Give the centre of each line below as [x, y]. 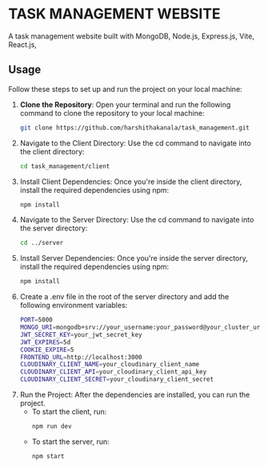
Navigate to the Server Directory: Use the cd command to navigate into [137, 220]
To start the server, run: [70, 442]
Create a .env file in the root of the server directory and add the [124, 297]
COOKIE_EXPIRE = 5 [47, 350]
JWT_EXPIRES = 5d [45, 342]
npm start [48, 456]
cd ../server [42, 243]
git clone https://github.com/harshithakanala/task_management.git [134, 128]
